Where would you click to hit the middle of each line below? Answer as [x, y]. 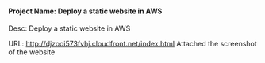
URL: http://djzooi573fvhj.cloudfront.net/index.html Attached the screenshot [133, 44]
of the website [32, 52]
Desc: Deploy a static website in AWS [69, 28]
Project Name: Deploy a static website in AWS [85, 11]
